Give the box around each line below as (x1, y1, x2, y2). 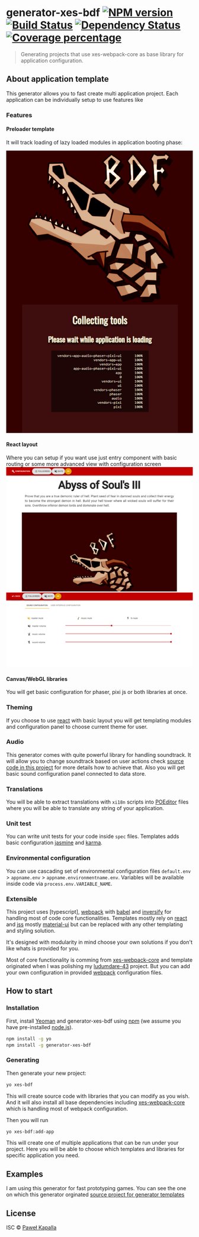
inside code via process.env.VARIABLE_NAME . (6, 880, 113, 887)
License (6, 1208, 36, 1218)
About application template (6, 74, 109, 84)
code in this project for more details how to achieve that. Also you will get (6, 764, 185, 771)
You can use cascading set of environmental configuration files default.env (6, 867, 191, 875)
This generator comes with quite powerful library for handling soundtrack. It (6, 751, 191, 758)
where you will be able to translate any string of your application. (6, 805, 165, 812)
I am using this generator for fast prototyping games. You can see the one (6, 1185, 187, 1192)
